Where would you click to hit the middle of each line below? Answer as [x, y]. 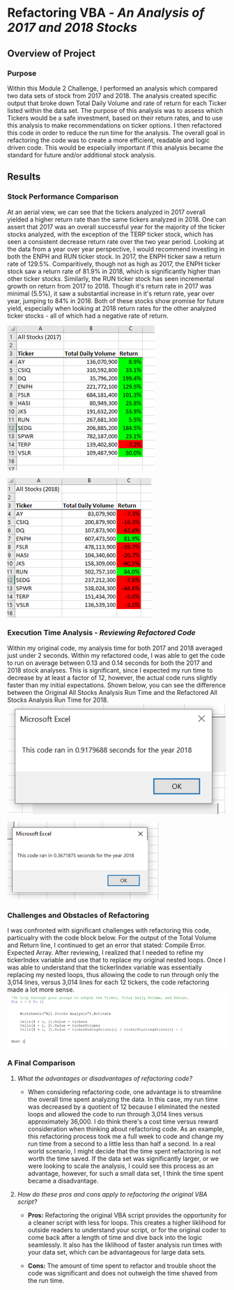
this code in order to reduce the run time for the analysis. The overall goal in [116, 132]
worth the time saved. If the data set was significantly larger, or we [123, 1158]
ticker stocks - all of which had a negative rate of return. [88, 316]
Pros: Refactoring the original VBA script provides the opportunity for [127, 1215]
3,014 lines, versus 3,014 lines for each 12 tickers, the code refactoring [108, 982]
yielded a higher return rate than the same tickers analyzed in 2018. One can [117, 219]
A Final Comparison [41, 1063]
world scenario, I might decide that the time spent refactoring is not [124, 1151]
